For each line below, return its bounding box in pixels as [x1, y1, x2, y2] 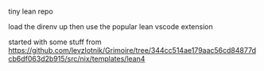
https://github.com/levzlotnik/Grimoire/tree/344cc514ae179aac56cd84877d [8, 46, 257, 54]
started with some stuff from [8, 37, 102, 47]
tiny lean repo [8, 7, 53, 16]
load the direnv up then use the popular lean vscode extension [8, 22, 213, 31]
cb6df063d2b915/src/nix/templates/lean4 [8, 54, 146, 63]
